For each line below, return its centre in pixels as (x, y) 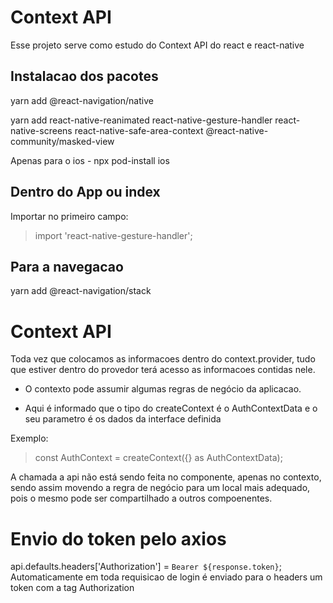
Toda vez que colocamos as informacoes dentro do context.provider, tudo (163, 359)
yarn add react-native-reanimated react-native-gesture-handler (141, 120)
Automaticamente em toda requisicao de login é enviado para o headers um (166, 577)
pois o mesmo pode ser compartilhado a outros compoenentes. (141, 498)
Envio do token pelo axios (118, 538)
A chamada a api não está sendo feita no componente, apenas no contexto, (166, 477)
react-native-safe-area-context (139, 130)
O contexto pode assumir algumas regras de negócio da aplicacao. (163, 389)
